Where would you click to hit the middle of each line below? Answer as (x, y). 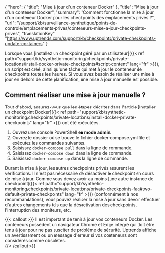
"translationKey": (39, 33)
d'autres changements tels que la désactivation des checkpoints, (71, 205)
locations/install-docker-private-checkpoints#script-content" (67, 64)
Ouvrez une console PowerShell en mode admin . (62, 132)
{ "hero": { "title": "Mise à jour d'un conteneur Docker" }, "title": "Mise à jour (82, 7)
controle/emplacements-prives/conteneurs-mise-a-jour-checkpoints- (76, 28)
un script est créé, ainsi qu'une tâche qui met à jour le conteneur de (74, 69)
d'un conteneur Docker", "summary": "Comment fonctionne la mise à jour (80, 12)
